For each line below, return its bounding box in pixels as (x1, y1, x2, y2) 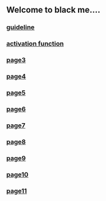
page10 (6, 170, 29, 178)
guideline (6, 23, 35, 32)
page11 (6, 186, 27, 195)
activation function (6, 40, 64, 48)
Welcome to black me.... (6, 5, 101, 15)
